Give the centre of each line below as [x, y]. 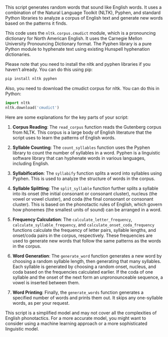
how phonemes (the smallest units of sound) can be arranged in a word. [87, 209]
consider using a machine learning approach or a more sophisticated [76, 323]
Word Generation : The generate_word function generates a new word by [87, 256]
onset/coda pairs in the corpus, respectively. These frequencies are [82, 235]
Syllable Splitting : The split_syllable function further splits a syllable [85, 188]
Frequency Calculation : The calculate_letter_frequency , [72, 219]
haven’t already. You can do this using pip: [49, 69]
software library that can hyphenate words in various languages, [79, 158]
